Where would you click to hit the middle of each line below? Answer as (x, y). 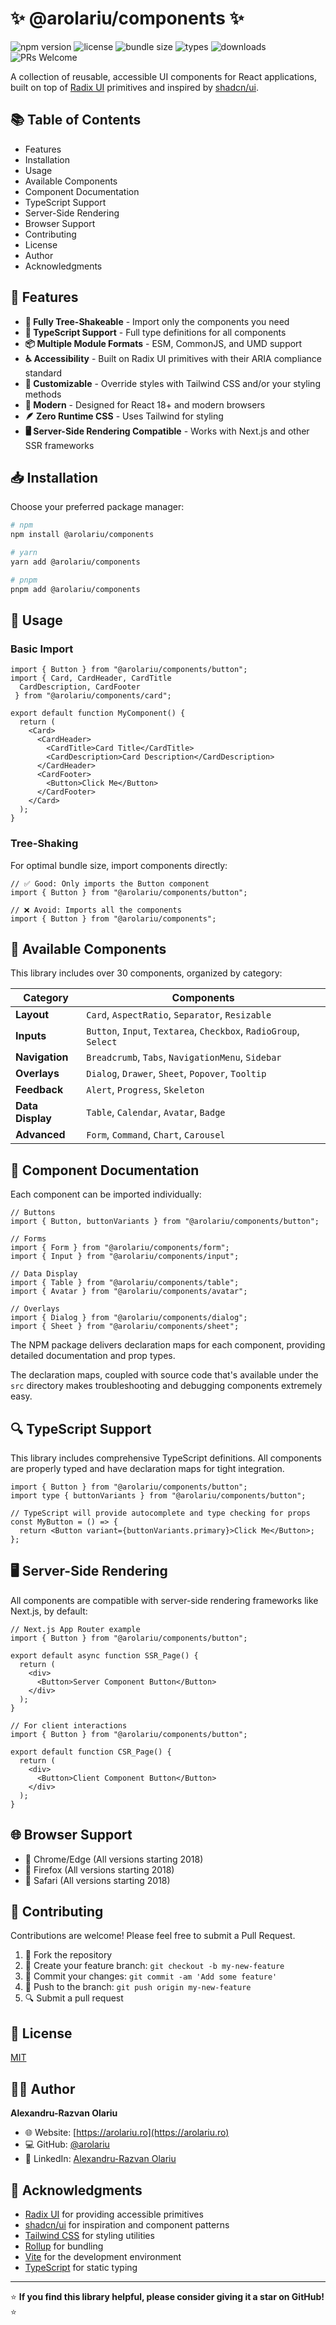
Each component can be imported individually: (106, 1194)
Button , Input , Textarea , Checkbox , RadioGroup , (193, 1031)
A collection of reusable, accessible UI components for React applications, (164, 76)
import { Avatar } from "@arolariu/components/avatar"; (129, 1292)
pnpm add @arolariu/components (75, 589)
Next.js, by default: (49, 1611)
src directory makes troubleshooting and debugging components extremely (166, 1386)
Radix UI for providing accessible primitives (114, 2214)
